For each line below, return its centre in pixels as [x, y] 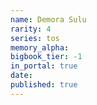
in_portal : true [44, 66]
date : [21, 76]
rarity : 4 [31, 29]
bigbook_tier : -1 [46, 57]
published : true [44, 85]
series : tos [35, 38]
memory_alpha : [40, 47]
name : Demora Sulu [48, 19]
